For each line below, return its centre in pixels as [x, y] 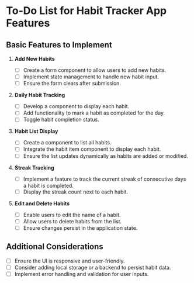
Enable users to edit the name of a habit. [72, 215]
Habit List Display [36, 131]
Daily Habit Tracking [40, 95]
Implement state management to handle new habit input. [91, 77]
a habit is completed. [49, 185]
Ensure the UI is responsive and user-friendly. [70, 261]
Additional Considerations [55, 247]
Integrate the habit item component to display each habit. [92, 149]
